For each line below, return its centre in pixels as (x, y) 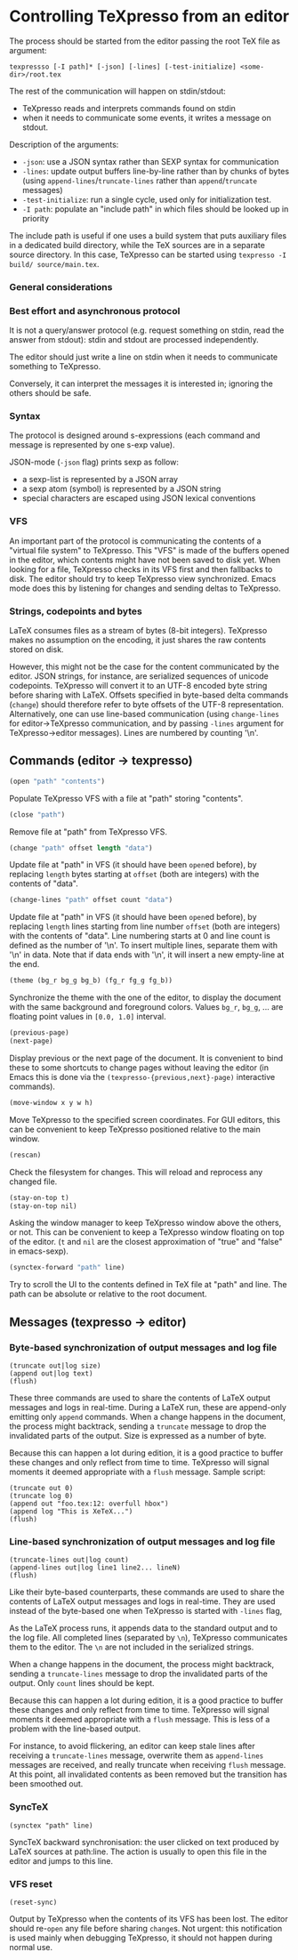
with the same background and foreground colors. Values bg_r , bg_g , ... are (146, 1007)
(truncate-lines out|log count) (69, 1560)
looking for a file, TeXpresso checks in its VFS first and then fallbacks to (141, 569)
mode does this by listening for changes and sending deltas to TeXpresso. (145, 588)
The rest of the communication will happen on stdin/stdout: (118, 91)
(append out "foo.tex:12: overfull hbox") (89, 1504)
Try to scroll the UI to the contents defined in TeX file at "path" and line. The (148, 1285)
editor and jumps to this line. (61, 1860)
